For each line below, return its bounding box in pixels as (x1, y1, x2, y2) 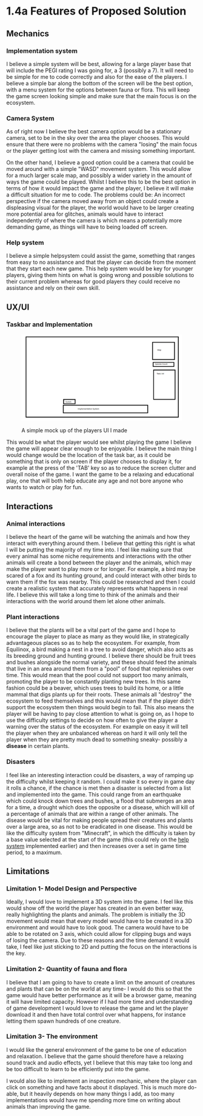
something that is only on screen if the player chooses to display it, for (6, 458, 182, 465)
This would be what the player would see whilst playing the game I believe (6, 438, 192, 446)
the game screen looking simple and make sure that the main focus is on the (6, 92, 197, 99)
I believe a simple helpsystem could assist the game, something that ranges (6, 252, 195, 259)
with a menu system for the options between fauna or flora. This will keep (6, 86, 190, 93)
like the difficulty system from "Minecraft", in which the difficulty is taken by (6, 829, 196, 837)
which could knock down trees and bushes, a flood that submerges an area (6, 797, 195, 804)
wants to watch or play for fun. (6, 484, 83, 491)
